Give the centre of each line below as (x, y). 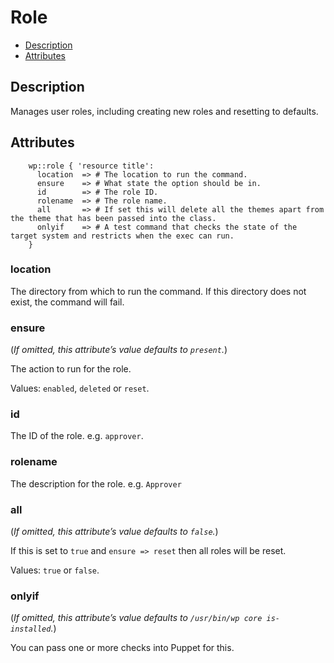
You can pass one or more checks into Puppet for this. (122, 648)
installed (31, 629)
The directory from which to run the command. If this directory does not (158, 291)
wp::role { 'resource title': (91, 166)
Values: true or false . (55, 570)
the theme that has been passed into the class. (113, 218)
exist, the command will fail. (67, 302)
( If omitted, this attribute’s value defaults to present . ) (119, 350)
